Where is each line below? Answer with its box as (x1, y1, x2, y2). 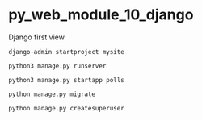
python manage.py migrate (8, 90, 95, 98)
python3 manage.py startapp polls (8, 76, 125, 84)
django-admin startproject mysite (8, 48, 125, 56)
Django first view (8, 32, 65, 42)
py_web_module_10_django (8, 6, 194, 24)
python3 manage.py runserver (8, 62, 107, 70)
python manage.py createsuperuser (8, 104, 125, 112)
